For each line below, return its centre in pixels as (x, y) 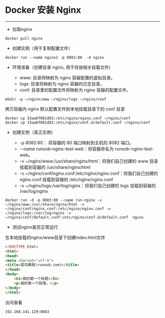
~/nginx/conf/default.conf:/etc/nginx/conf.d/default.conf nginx (74, 217)
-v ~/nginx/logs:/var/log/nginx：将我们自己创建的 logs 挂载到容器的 (88, 185)
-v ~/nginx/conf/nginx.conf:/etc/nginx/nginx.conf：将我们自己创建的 (89, 173)
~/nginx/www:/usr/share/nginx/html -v (45, 204)
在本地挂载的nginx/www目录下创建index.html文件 (55, 237)
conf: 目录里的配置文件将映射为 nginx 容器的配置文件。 (75, 90)
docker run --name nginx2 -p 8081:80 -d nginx (55, 57)
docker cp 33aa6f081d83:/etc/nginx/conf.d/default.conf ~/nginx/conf (78, 122)
